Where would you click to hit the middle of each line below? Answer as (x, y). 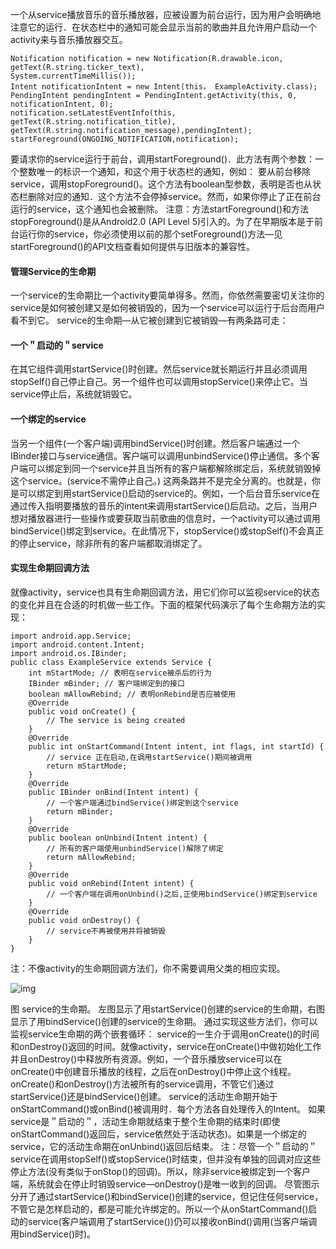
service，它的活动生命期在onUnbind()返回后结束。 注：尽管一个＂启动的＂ (164, 1146)
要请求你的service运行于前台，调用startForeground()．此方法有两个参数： (163, 159)
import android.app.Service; (71, 636)
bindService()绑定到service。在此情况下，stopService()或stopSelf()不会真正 (167, 530)
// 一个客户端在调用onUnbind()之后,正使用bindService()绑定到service (182, 894)
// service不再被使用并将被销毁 (106, 931)
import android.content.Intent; (77, 644)
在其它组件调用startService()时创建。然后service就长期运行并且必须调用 (159, 369)
